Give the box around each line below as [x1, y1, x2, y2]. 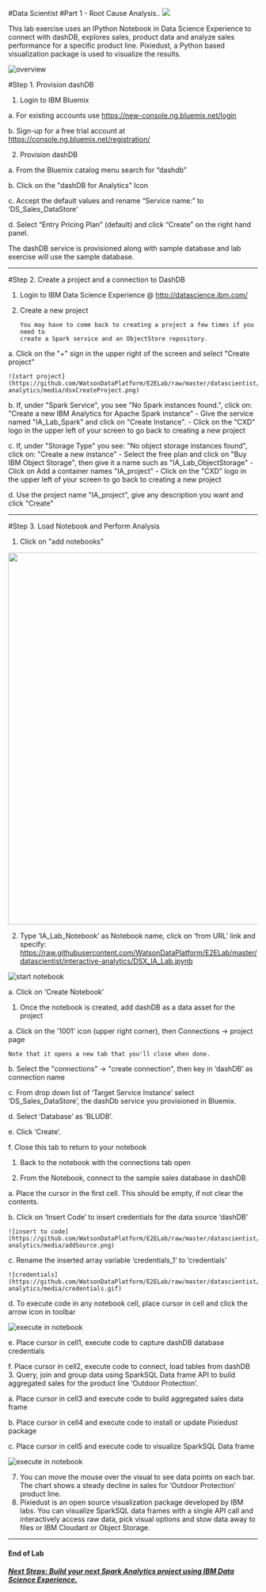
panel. [8, 229, 29, 237]
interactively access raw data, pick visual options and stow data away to [19, 1514, 256, 1524]
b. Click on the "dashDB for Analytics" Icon [8, 181, 149, 190]
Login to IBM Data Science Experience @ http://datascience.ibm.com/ [19, 290, 248, 299]
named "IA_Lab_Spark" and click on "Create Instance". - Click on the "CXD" [8, 417, 256, 426]
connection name [8, 1072, 66, 1082]
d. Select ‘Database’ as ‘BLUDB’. [8, 1112, 113, 1121]
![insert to [8, 1228, 47, 1236]
